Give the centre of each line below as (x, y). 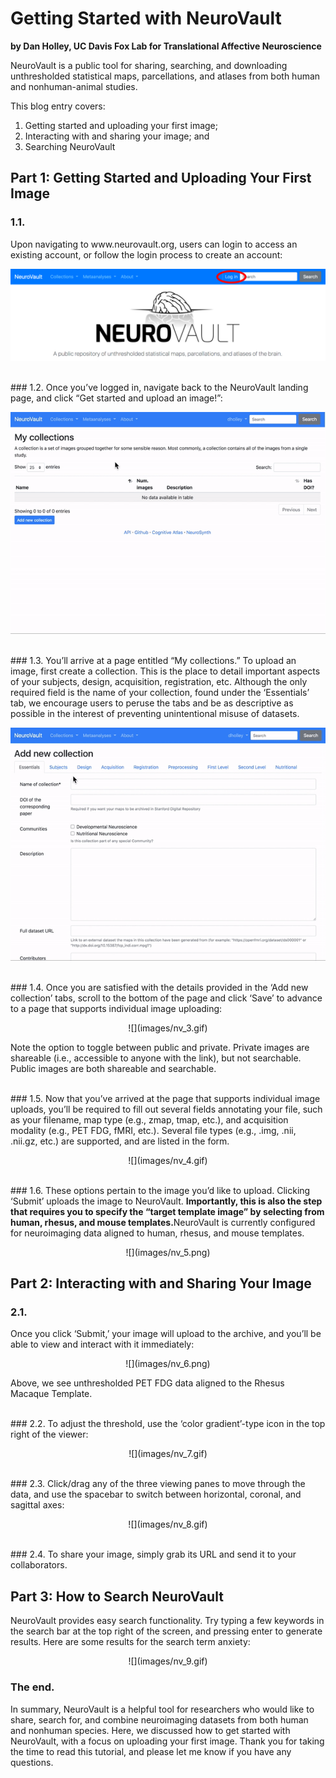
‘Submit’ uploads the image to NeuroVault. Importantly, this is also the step (166, 1201)
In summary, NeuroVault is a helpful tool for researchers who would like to (162, 1709)
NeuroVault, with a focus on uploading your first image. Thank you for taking (167, 1741)
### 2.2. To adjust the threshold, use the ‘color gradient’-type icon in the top (168, 1424)
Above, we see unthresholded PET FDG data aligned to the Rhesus (147, 1383)
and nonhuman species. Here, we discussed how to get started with (150, 1730)
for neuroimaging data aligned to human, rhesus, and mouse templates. (157, 1233)
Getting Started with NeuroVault (146, 18)
